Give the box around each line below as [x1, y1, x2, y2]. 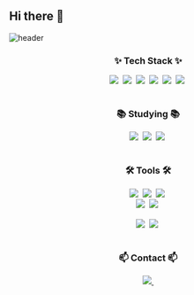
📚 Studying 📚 [116, 108, 181, 120]
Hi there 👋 [9, 9, 64, 24]
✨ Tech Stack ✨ [114, 54, 183, 66]
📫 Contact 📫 [118, 252, 178, 264]
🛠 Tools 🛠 [124, 165, 172, 177]
